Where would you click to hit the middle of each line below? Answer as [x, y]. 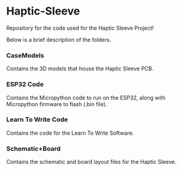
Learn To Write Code [37, 119]
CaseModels [25, 55]
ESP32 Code [25, 84]
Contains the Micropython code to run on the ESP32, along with [86, 98]
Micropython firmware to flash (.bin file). [57, 104]
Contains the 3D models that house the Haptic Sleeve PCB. [80, 69]
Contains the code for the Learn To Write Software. [70, 133]
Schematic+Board [33, 149]
